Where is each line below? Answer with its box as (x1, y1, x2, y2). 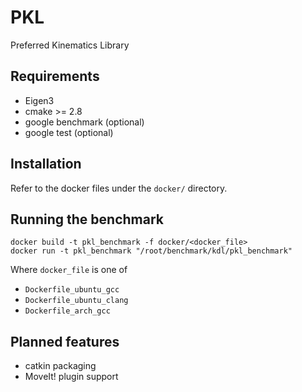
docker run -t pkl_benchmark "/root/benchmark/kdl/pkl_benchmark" (10, 246, 293, 256)
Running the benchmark (10, 211, 164, 228)
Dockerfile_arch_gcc (24, 306, 111, 316)
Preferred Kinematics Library (10, 39, 130, 51)
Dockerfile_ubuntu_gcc (24, 285, 120, 295)
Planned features (10, 333, 120, 350)
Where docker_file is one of (10, 264, 128, 276)
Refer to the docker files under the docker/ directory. (10, 182, 228, 194)
